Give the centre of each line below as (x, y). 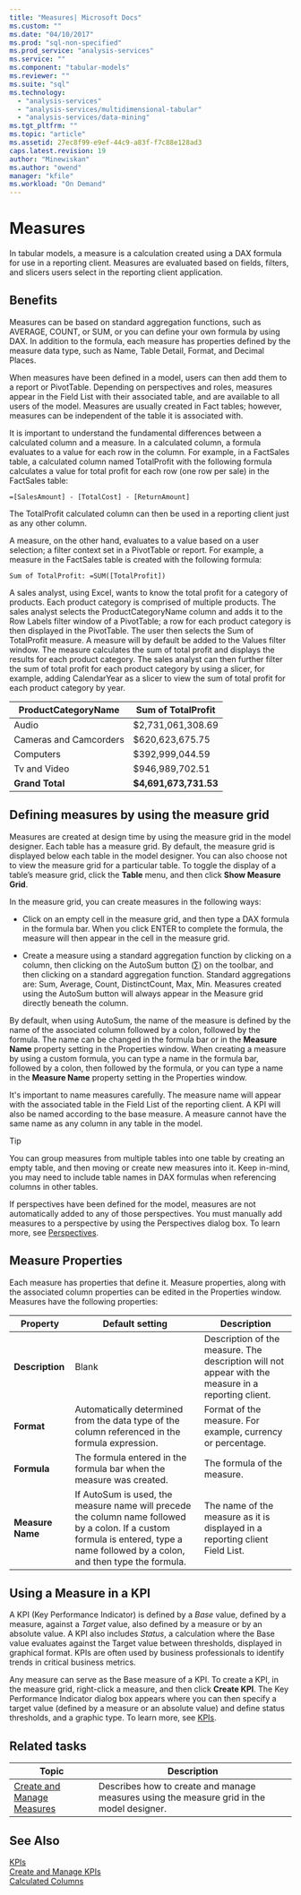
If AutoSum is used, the (124, 1494)
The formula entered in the (131, 1457)
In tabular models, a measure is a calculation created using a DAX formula (146, 254)
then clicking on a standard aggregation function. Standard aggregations (156, 974)
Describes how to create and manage (177, 1787)
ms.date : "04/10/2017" (52, 34)
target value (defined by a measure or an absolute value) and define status (147, 1709)
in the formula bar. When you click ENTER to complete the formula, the (153, 928)
